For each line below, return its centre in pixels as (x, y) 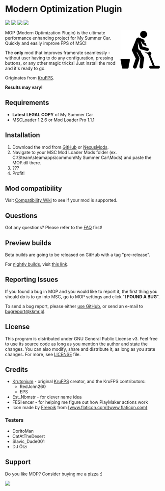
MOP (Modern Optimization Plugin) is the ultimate (55, 32)
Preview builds (28, 243)
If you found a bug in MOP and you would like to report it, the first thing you (82, 291)
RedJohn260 (33, 387)
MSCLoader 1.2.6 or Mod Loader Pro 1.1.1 (53, 120)
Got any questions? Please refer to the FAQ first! (54, 228)
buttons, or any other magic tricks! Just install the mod (60, 63)
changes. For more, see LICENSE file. (43, 354)
